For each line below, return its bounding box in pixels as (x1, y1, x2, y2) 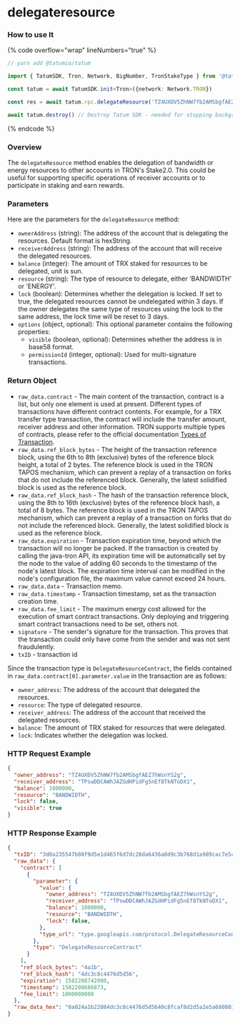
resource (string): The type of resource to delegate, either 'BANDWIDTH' (17, 274, 232, 283)
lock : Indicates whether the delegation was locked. (17, 731, 169, 739)
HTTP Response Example (7, 828, 97, 838)
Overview (7, 142, 42, 152)
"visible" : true (14, 805, 62, 812)
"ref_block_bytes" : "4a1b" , (20, 964, 104, 971)
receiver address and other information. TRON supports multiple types (17, 422, 226, 431)
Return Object (7, 376, 57, 386)
